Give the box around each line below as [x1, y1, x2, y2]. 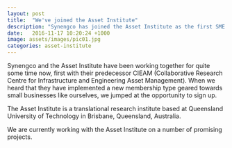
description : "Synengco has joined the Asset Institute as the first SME [7, 23, 226, 30]
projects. [7, 133, 33, 141]
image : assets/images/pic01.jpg [7, 36, 101, 43]
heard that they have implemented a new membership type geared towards [7, 84, 223, 92]
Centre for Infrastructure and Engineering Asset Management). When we [7, 76, 215, 84]
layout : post [7, 10, 45, 17]
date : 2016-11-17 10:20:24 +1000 [7, 29, 110, 37]
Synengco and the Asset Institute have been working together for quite [7, 62, 210, 69]
